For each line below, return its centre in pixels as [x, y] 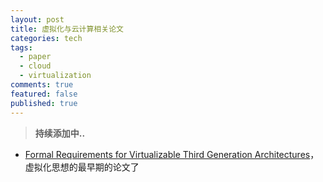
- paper [35, 57]
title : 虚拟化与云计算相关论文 [67, 29]
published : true [44, 103]
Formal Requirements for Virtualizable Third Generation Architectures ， [172, 154]
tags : [21, 47]
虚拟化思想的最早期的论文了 [82, 167]
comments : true [42, 85]
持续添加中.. [60, 133]
